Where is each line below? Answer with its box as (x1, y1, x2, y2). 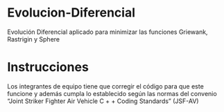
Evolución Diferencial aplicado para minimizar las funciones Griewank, (7, 28, 208, 36)
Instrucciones (7, 59, 89, 75)
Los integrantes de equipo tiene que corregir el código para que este (7, 82, 205, 91)
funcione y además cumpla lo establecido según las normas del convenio (7, 89, 217, 97)
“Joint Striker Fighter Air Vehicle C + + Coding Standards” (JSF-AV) (7, 97, 199, 105)
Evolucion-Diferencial (7, 5, 136, 21)
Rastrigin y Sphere (7, 35, 60, 43)
